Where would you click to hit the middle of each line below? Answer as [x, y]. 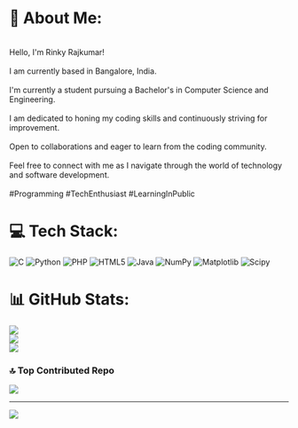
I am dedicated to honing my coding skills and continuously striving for [138, 118]
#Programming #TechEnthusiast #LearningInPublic [102, 194]
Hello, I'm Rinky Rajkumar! [57, 52]
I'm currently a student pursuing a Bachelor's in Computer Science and [139, 90]
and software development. [59, 174]
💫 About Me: [56, 18]
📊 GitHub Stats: [70, 300]
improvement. [35, 127]
